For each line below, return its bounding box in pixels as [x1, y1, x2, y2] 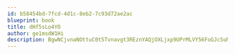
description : [7, 36, 45, 43]
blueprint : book [7, 17, 55, 24]
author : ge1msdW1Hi [7, 29, 64, 37]
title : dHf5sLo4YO [7, 23, 61, 30]
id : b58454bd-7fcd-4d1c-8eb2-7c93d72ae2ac [7, 10, 133, 18]
